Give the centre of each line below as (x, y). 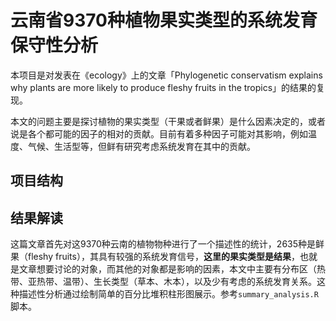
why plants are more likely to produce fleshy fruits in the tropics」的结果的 (163, 87)
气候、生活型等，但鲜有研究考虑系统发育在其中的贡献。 (141, 146)
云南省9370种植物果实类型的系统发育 (164, 20)
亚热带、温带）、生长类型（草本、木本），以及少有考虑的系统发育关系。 (172, 282)
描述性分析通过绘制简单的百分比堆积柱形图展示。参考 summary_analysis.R (168, 294)
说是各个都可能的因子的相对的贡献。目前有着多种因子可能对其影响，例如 (159, 133)
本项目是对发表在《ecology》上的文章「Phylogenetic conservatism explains (166, 75)
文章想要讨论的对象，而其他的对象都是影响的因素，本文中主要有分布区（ (167, 269)
